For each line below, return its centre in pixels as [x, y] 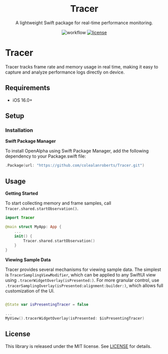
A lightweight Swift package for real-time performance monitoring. [84, 23]
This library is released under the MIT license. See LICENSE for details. [78, 346]
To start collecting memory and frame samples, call [58, 203]
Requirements [28, 88]
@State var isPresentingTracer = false [47, 305]
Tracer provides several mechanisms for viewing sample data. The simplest [83, 269]
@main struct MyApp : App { [33, 227]
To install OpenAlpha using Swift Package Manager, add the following [77, 151]
